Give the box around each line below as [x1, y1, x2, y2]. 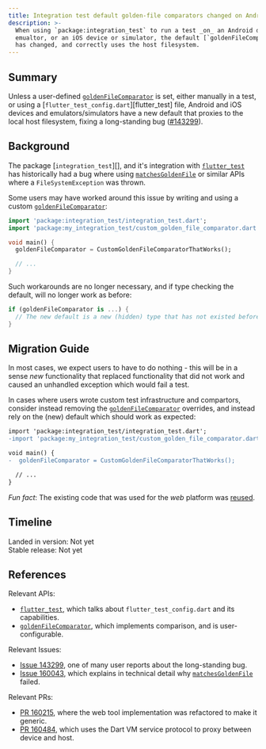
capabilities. [19, 613, 59, 622]
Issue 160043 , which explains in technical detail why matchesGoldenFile [19, 669, 253, 678]
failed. [19, 677, 41, 686]
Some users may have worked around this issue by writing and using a [8, 193, 239, 202]
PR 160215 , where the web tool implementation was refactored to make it [19, 708, 257, 717]
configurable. [19, 629, 64, 639]
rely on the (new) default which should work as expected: [8, 412, 196, 422]
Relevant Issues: [8, 645, 62, 655]
